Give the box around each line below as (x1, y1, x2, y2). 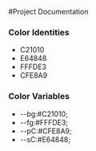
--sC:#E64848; (19, 134, 70, 144)
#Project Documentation (8, 7, 89, 16)
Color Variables (8, 91, 70, 102)
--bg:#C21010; (19, 108, 68, 119)
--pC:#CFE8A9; (19, 126, 72, 136)
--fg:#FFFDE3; (19, 117, 69, 127)
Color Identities (8, 27, 70, 38)
